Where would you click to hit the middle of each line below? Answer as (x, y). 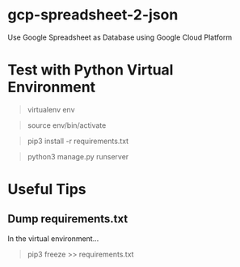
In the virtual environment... (53, 238)
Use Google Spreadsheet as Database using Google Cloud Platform (120, 37)
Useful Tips (47, 190)
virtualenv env (51, 109)
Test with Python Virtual (91, 70)
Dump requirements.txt (68, 219)
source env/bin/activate (67, 125)
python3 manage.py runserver (78, 156)
